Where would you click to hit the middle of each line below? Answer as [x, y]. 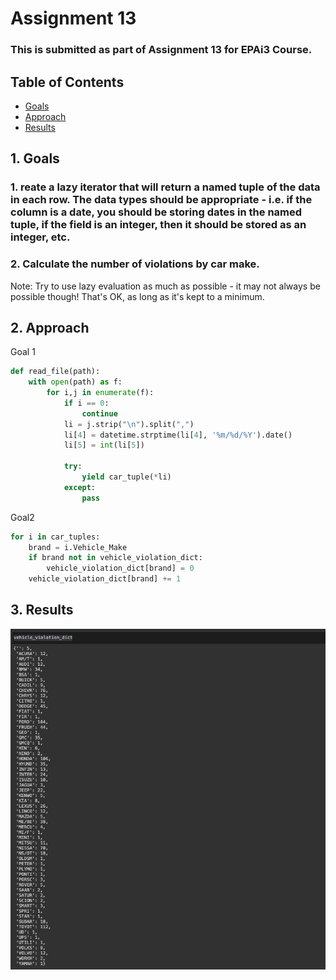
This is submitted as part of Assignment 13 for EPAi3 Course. [161, 50]
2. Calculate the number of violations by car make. [135, 264]
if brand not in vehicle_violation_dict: [115, 558]
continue [99, 413]
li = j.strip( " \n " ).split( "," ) [129, 424]
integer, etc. [40, 237]
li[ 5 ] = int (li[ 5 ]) [104, 445]
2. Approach [50, 327]
